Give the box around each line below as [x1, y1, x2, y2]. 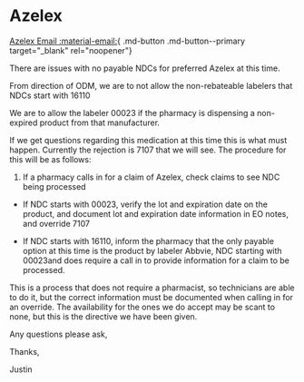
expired [9, 117, 38, 128]
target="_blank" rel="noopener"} [9, 44, 133, 55]
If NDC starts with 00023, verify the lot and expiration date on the [22, 199, 268, 210]
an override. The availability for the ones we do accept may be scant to [9, 301, 275, 312]
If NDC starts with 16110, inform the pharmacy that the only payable [22, 235, 275, 246]
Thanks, [9, 346, 40, 357]
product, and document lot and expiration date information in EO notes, [22, 208, 289, 219]
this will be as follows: [9, 153, 92, 164]
